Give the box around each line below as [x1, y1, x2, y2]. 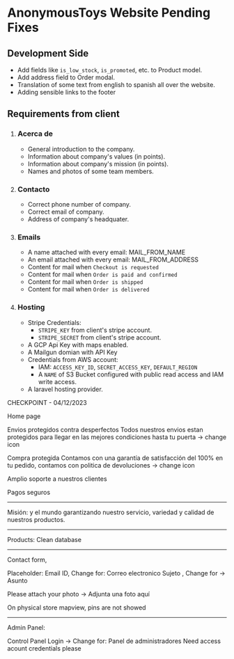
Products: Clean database [7, 535, 82, 543]
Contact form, [7, 555, 47, 564]
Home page [7, 412, 41, 420]
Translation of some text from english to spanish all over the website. [17, 81, 216, 88]
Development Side [7, 47, 89, 59]
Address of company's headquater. [27, 214, 130, 223]
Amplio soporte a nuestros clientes [7, 475, 107, 483]
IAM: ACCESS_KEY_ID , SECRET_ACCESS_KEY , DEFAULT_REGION [38, 363, 198, 371]
